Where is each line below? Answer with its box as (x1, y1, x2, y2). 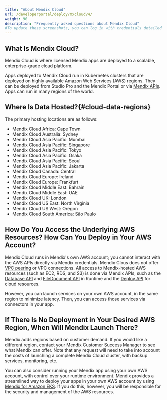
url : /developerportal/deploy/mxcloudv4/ (5, 12, 93, 17)
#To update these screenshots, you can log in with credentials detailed (5, 26, 162, 31)
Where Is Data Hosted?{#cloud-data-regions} (5, 103, 151, 111)
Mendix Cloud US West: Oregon (12, 205, 78, 211)
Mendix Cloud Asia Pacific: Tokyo (12, 147, 82, 153)
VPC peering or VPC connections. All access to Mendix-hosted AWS (5, 265, 146, 271)
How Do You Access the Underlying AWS (5, 225, 135, 234)
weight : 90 (5, 16, 28, 21)
